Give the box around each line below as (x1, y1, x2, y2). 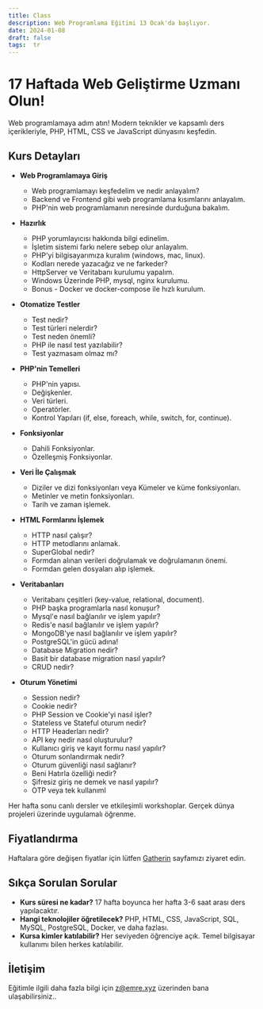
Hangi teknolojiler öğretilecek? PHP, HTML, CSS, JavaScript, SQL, (19, 914, 239, 923)
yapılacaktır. (19, 905, 59, 915)
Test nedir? (31, 315, 69, 324)
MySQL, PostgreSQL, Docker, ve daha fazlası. (19, 923, 169, 932)
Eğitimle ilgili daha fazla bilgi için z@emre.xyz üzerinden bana (8, 984, 209, 993)
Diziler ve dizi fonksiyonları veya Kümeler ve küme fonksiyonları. (31, 483, 242, 492)
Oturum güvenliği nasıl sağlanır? (31, 760, 136, 770)
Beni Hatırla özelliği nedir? (31, 768, 117, 778)
